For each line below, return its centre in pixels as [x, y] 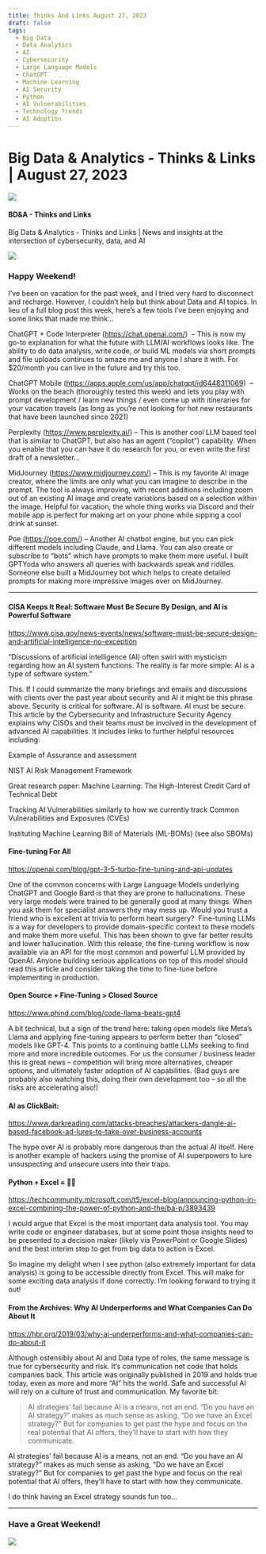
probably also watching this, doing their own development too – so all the [127, 1079]
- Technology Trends [49, 112]
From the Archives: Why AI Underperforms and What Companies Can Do [130, 1307]
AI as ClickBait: [34, 1106]
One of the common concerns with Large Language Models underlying [124, 884]
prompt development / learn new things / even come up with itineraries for [129, 400]
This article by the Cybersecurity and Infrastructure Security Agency [120, 714]
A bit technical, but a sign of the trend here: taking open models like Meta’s [130, 1028]
